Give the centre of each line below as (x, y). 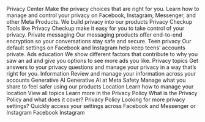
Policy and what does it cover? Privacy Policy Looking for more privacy (96, 99)
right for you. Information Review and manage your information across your (101, 74)
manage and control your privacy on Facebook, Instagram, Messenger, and (101, 15)
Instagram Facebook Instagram (46, 113)
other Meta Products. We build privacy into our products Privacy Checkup (99, 22)
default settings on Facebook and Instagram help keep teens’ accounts (96, 48)
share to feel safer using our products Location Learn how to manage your (100, 87)
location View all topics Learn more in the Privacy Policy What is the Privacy (102, 93)
